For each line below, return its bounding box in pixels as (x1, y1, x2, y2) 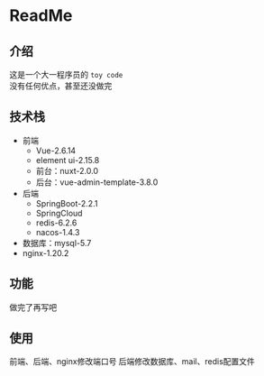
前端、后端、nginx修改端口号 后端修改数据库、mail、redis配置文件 (9, 356, 255, 367)
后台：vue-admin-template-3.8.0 (35, 177, 159, 188)
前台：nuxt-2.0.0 (35, 165, 99, 176)
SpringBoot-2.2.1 (35, 197, 98, 208)
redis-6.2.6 (35, 217, 77, 228)
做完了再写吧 (9, 301, 57, 312)
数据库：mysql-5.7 (22, 237, 92, 248)
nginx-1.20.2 (22, 247, 69, 258)
